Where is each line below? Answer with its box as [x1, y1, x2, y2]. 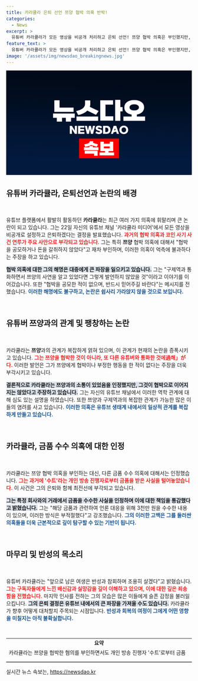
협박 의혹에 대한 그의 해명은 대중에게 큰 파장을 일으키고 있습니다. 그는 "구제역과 [6, 266, 186, 273]
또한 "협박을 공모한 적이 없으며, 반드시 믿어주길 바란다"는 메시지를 [32, 281, 184, 288]
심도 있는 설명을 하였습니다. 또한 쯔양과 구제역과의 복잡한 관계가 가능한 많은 [12, 396, 186, 403]
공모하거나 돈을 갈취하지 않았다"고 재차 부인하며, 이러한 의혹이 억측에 [12, 246, 171, 253]
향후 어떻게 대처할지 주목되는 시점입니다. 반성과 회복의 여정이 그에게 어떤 [12, 607, 178, 614]
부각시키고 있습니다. [6, 369, 52, 376]
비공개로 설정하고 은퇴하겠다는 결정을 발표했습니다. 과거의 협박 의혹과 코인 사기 [6, 231, 186, 239]
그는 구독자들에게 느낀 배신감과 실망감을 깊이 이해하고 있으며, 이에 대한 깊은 [6, 585, 177, 592]
